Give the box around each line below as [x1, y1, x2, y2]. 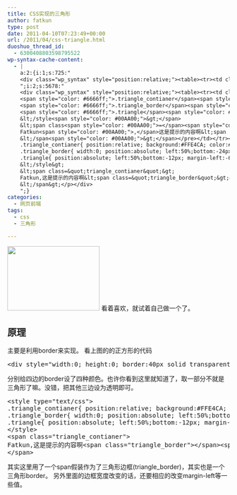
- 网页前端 [13, 200, 42, 208]
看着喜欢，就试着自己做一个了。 [101, 304, 194, 312]
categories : [7, 194, 42, 201]
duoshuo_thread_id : [7, 43, 65, 50]
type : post [7, 23, 39, 30]
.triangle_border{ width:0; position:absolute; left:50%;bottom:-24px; [20, 148, 235, 155]
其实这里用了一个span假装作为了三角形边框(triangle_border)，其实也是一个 [7, 463, 225, 471]
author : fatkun [7, 17, 52, 24]
